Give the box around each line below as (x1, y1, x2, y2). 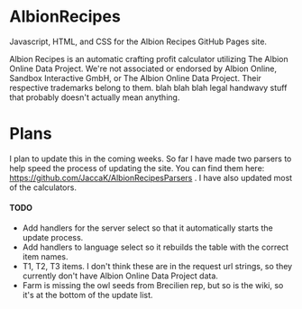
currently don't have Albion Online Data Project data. (22, 270, 219, 281)
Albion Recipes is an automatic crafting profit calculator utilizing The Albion (9, 53, 288, 64)
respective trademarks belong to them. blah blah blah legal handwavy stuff (9, 82, 288, 93)
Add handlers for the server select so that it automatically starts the (22, 223, 273, 233)
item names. (22, 251, 69, 262)
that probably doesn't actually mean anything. (9, 92, 180, 103)
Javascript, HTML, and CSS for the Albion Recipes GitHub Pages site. (9, 36, 268, 47)
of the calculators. (9, 182, 77, 193)
